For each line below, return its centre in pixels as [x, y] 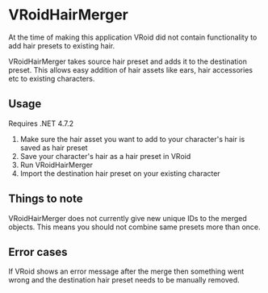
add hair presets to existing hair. [62, 45]
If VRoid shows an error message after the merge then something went [126, 271]
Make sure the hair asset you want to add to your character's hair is [132, 139]
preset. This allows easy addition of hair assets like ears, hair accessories [130, 69]
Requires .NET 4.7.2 [41, 123]
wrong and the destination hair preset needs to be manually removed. [124, 280]
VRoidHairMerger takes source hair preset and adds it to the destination [128, 61]
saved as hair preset [54, 148]
